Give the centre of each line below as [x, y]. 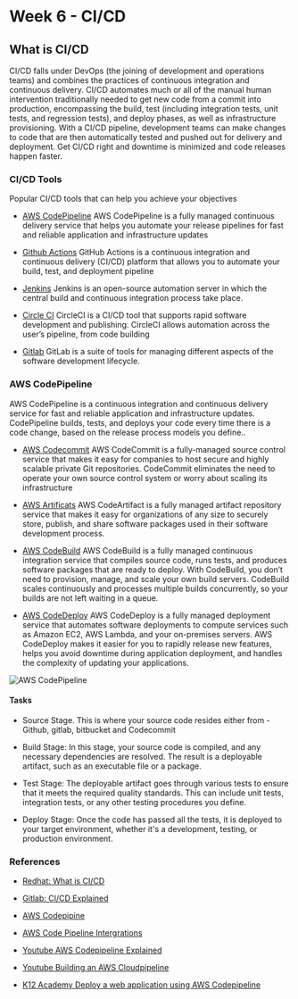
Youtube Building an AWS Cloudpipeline [95, 968]
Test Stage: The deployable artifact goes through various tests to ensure [155, 783]
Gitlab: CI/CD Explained [65, 898]
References [35, 862]
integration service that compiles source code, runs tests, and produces [154, 560]
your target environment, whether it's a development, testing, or [140, 828]
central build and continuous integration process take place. [132, 298]
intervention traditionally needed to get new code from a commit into [135, 99]
